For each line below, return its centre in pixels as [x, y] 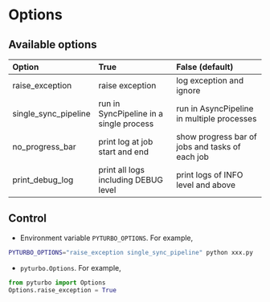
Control [27, 218]
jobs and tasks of [209, 147]
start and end [123, 152]
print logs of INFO [210, 175]
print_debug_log [43, 180]
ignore [188, 90]
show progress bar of [217, 137]
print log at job [126, 142]
